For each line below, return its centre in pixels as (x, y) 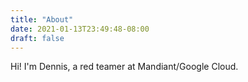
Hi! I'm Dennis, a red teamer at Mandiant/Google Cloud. (124, 67)
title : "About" (42, 19)
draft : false (37, 38)
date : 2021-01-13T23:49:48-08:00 (80, 29)
